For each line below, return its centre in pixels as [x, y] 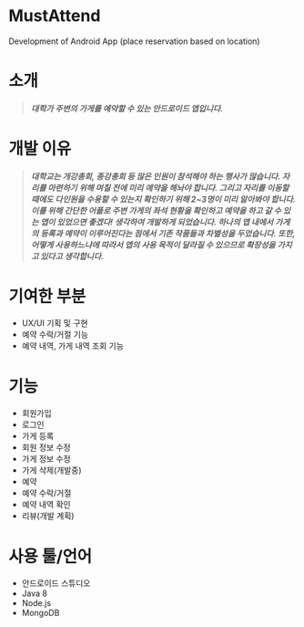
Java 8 [34, 593]
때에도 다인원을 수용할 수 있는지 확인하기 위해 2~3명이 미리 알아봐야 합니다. [163, 199]
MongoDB [41, 613]
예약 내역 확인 [46, 505]
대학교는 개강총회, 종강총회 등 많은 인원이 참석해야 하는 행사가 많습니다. [156, 176]
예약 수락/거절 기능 [55, 335]
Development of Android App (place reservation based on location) [134, 41]
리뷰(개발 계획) [48, 516]
